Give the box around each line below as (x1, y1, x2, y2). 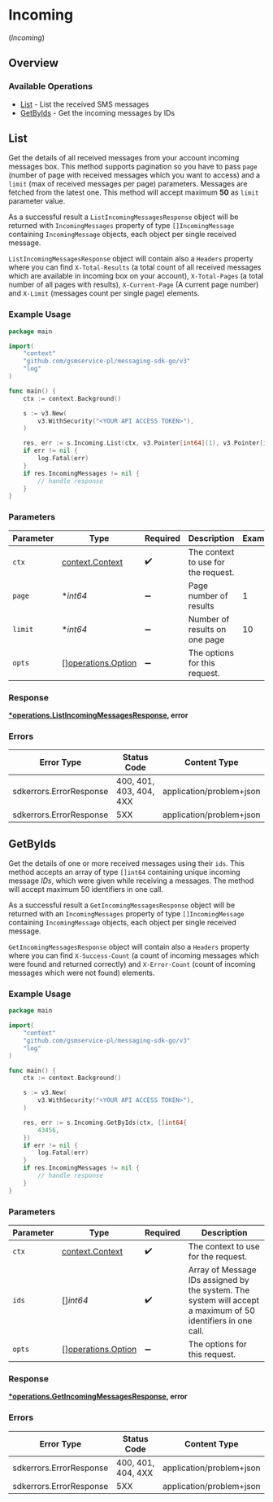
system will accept (188, 1295, 260, 1307)
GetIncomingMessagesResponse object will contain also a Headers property (8, 942, 250, 952)
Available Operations (8, 81, 93, 92)
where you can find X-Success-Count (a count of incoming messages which (8, 951, 260, 960)
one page (188, 634, 225, 645)
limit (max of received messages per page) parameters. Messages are (8, 179, 248, 189)
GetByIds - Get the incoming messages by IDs (19, 108, 175, 117)
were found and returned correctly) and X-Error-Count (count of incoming (8, 960, 256, 969)
